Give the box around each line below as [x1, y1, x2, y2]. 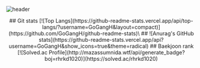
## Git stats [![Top [8, 17, 54, 24]
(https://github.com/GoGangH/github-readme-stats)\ [8, 30, 140, 37]
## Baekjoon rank [149, 42, 194, 50]
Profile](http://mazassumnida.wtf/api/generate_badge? [49, 49, 186, 56]
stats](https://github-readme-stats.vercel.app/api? [39, 36, 164, 43]
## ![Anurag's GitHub [141, 30, 194, 37]
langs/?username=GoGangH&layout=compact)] [42, 24, 161, 30]
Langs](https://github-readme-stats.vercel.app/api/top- [55, 17, 194, 24]
